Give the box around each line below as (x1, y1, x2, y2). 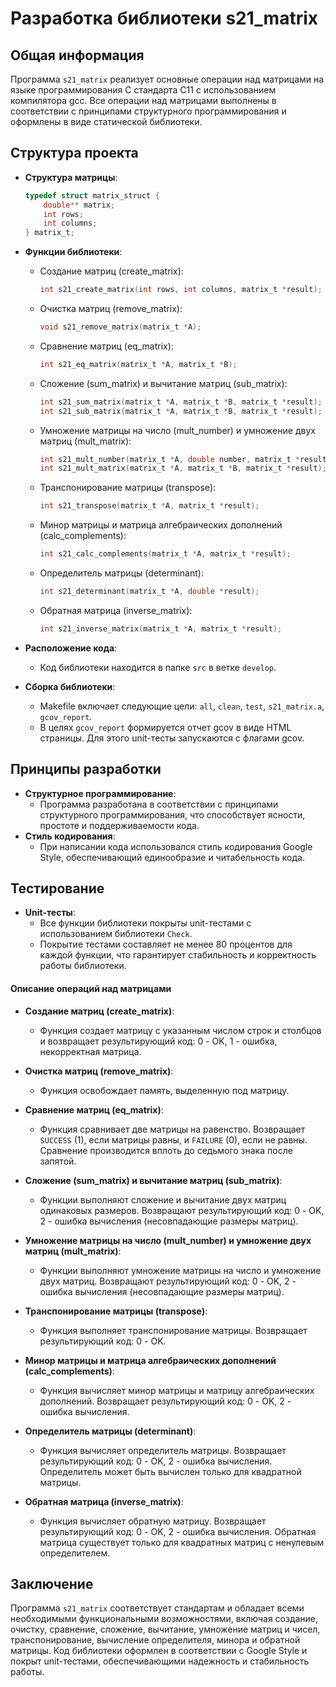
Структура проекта (10, 145, 139, 162)
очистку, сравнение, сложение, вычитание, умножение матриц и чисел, (10, 1623, 321, 1636)
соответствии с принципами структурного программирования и (10, 105, 287, 117)
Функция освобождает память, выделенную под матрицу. (39, 1084, 290, 1096)
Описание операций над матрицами (10, 983, 172, 995)
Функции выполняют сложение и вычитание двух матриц (39, 1193, 287, 1206)
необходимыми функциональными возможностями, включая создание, (10, 1613, 319, 1625)
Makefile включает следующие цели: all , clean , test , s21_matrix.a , (39, 700, 325, 712)
